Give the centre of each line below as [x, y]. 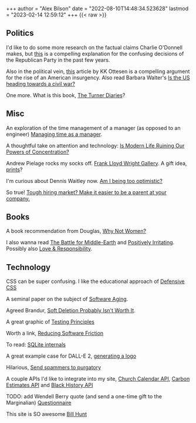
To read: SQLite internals [36, 345]
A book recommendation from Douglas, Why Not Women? [76, 231]
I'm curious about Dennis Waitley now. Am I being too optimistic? [84, 181]
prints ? [14, 169]
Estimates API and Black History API [50, 385]
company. [18, 198]
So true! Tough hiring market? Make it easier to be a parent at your [86, 192]
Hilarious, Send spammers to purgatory [54, 368]
